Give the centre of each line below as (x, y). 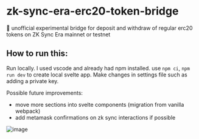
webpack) (28, 111)
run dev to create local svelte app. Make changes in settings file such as (97, 75)
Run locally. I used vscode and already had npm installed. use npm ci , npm (98, 68)
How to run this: (37, 54)
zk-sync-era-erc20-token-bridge (93, 11)
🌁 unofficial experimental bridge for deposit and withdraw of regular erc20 (100, 28)
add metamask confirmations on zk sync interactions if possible (95, 117)
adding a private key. (33, 81)
